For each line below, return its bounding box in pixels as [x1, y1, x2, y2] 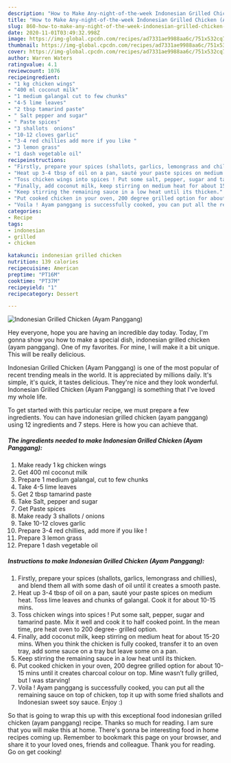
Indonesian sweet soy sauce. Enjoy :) [17, 698, 123, 707]
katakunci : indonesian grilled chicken [8, 252, 122, 259]
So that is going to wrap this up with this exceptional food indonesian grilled [8, 712, 222, 720]
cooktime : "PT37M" [8, 277, 60, 285]
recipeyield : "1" [8, 284, 58, 291]
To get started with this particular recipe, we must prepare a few [8, 406, 189, 414]
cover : [8, 49, 27, 56]
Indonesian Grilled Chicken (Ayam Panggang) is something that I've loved [8, 386, 215, 394]
